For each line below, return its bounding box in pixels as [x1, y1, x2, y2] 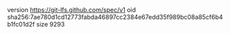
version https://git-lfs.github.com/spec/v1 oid [7, 6, 136, 14]
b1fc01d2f [7, 20, 35, 28]
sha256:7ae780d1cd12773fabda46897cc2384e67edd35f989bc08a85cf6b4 [7, 13, 223, 21]
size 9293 [36, 20, 65, 28]
